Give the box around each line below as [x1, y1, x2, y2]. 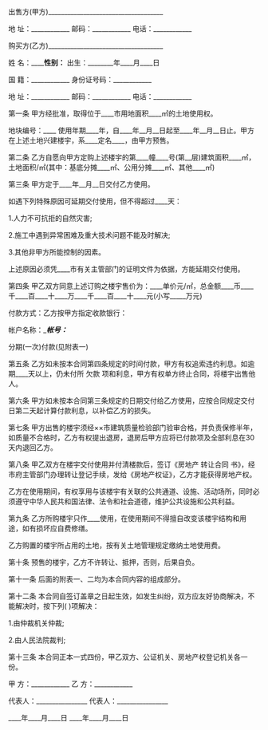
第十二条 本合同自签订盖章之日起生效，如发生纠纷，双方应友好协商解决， [8, 591, 248, 601]
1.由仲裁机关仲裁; [8, 618, 65, 628]
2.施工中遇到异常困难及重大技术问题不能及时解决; [8, 231, 171, 239]
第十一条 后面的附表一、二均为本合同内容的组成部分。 [8, 574, 185, 584]
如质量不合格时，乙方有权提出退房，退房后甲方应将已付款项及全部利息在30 [8, 433, 255, 442]
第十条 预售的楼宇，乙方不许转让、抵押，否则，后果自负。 [8, 558, 199, 566]
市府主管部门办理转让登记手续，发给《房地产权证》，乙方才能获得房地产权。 [8, 470, 257, 479]
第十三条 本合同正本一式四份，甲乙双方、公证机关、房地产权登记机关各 [8, 653, 241, 661]
